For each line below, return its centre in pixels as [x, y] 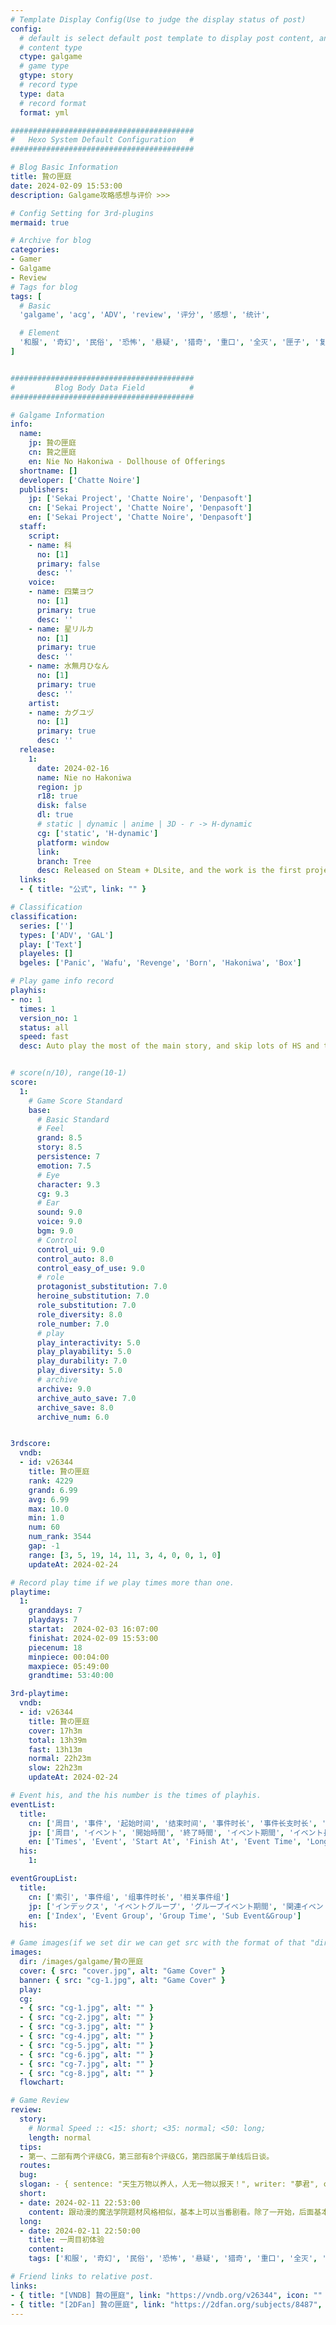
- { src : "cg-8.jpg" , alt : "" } [87, 2073]
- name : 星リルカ [61, 629]
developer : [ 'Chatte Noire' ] [80, 480]
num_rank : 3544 [60, 1537]
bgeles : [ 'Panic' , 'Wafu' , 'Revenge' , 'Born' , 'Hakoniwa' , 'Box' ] [160, 963]
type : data [42, 94]
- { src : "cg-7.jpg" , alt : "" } [87, 2064]
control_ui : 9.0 [70, 1249]
